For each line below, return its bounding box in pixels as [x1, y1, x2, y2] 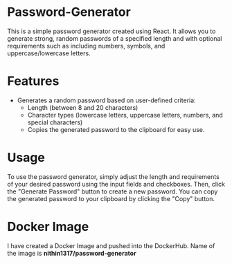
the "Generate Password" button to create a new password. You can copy [7, 187, 218, 196]
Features [7, 73, 60, 89]
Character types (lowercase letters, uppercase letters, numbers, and [27, 111, 223, 119]
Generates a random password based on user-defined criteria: [17, 96, 196, 104]
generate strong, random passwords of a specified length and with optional [7, 34, 222, 42]
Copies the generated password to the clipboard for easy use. [27, 125, 205, 133]
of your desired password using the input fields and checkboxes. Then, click [7, 180, 226, 188]
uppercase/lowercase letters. [7, 49, 91, 57]
